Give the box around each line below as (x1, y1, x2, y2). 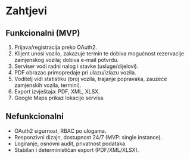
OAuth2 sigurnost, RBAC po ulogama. (14, 127, 107, 135)
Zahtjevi (5, 4, 47, 18)
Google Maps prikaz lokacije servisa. (14, 94, 105, 101)
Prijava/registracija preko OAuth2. (14, 43, 98, 51)
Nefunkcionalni (5, 111, 64, 121)
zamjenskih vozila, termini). (14, 82, 82, 89)
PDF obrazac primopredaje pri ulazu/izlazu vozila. (14, 69, 136, 76)
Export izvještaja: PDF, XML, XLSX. (14, 88, 101, 95)
